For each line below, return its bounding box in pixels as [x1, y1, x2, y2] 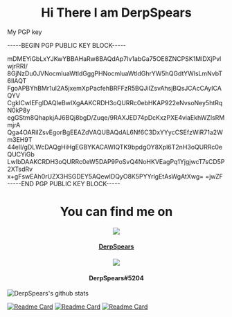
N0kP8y [7, 106, 30, 114]
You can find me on [60, 204, 173, 219]
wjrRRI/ [7, 62, 28, 70]
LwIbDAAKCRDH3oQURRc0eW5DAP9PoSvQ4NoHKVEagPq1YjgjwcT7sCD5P [7, 157, 225, 165]
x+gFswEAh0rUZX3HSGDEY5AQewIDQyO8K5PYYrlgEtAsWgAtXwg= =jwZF [7, 172, 224, 181]
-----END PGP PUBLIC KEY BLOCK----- [7, 179, 121, 188]
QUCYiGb [7, 150, 35, 158]
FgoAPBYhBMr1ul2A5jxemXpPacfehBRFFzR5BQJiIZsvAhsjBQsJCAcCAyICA [7, 84, 222, 92]
